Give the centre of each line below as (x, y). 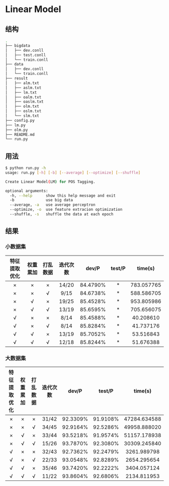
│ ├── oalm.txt (23, 97)
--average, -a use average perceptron (53, 205)
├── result (17, 78)
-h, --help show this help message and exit (63, 195)
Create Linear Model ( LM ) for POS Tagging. (50, 182)
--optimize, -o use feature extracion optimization (66, 210)
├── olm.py (17, 130)
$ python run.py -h (26, 168)
